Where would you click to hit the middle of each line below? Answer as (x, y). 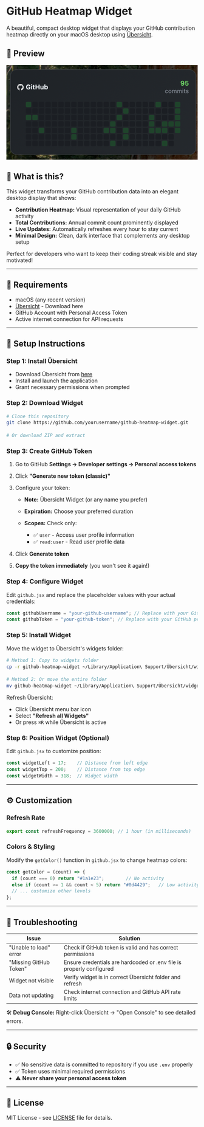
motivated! (20, 260)
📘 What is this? (35, 177)
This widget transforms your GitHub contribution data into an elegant (93, 191)
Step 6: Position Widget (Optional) (58, 738)
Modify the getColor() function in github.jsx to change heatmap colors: (97, 860)
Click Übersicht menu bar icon (53, 709)
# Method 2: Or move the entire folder (57, 680)
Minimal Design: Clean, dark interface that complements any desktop (102, 235)
